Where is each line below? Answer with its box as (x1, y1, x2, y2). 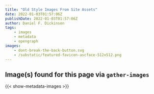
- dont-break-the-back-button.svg (14, 48, 84, 53)
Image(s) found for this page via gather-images (5, 70, 150, 78)
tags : (5, 25, 16, 30)
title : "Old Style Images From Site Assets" (5, 7, 98, 12)
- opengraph (14, 39, 38, 44)
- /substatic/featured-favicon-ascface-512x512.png (14, 52, 122, 57)
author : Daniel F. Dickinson (5, 20, 65, 26)
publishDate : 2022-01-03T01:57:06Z (5, 16, 78, 21)
